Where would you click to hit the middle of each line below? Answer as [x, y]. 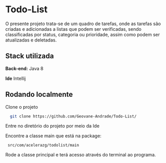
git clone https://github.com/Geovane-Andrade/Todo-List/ [73, 116]
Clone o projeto [22, 107]
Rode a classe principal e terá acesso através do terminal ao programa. [81, 155]
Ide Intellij [16, 78]
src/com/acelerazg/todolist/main [43, 145]
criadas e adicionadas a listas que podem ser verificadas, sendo [73, 29]
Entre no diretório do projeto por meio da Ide [52, 126]
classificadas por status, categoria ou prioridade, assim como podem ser [83, 34]
